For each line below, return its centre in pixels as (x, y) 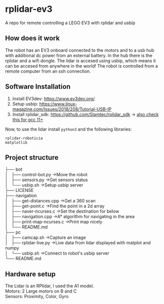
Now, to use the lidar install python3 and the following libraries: (68, 129)
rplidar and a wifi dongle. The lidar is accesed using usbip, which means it (81, 61)
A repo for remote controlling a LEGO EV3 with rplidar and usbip (70, 23)
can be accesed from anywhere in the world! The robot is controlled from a (82, 66)
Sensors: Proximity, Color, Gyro (37, 297)
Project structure (32, 157)
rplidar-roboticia (24, 138)
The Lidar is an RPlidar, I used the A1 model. (50, 286)
